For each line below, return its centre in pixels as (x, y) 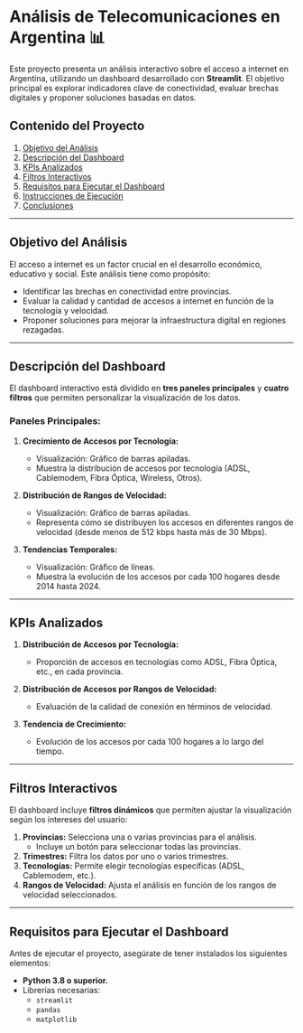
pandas (48, 1010)
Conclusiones (48, 205)
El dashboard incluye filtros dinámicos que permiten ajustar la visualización (151, 810)
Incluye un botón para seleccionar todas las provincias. (138, 847)
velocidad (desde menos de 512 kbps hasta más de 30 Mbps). (151, 531)
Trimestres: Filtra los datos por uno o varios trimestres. (125, 857)
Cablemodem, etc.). (59, 876)
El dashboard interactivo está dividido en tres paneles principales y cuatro (149, 388)
